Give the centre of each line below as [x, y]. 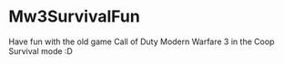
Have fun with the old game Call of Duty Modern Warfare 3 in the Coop [142, 41]
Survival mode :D [41, 50]
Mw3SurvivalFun [74, 17]
